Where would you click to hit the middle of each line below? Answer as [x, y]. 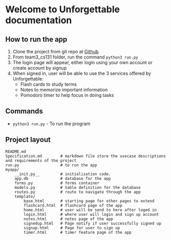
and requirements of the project [41, 161]
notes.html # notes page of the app [69, 219]
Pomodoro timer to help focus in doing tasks [67, 95]
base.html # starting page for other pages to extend [89, 201]
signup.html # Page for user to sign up [72, 228]
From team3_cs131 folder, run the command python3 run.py [75, 57]
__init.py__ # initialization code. [63, 174]
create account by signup [40, 68]
